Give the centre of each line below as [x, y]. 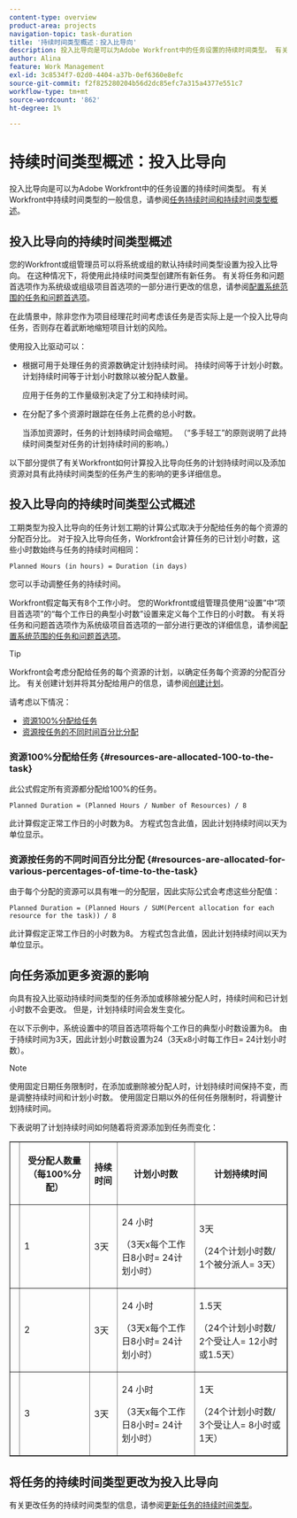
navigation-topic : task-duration [71, 34]
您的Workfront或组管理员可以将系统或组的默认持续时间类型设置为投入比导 [144, 264]
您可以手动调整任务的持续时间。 [67, 584]
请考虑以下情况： [40, 702]
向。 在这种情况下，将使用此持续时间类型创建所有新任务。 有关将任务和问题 [147, 275]
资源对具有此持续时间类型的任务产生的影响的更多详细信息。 [118, 474]
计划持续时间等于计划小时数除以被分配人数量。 [107, 376]
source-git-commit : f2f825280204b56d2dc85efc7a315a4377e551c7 [126, 83]
